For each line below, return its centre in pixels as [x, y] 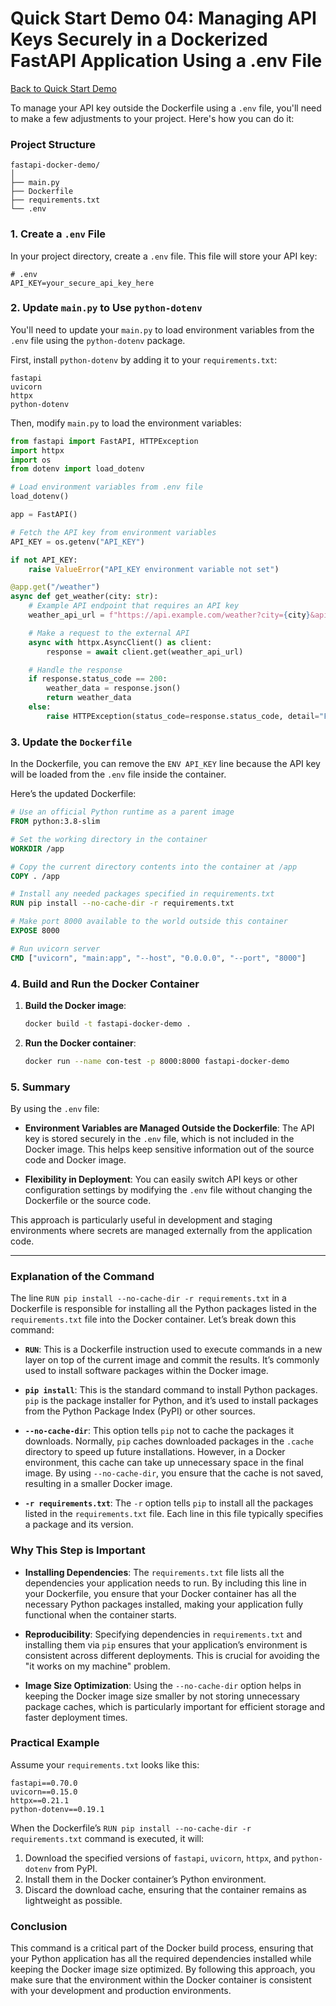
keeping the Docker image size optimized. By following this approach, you [163, 1969]
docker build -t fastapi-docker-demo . [108, 1023]
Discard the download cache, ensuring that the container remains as [165, 1889]
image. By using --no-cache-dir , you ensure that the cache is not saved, [174, 1473]
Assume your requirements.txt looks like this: [105, 1764]
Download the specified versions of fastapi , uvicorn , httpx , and [157, 1858]
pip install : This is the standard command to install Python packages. [171, 1390]
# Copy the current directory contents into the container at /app [154, 867]
